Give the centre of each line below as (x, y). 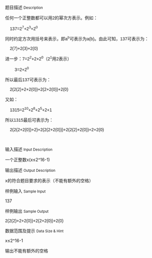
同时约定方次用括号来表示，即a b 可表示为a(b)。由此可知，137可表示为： (77, 38)
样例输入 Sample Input (25, 191)
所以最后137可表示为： (28, 80)
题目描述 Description (24, 7)
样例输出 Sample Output (27, 211)
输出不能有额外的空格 (26, 251)
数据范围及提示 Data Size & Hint (34, 231)
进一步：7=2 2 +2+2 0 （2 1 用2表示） (38, 58)
